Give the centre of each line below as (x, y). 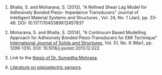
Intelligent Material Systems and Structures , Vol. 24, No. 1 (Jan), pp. (79, 18)
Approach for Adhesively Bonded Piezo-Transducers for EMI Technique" (83, 37)
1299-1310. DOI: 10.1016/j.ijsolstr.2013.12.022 (55, 48)
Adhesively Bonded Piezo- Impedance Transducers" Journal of (74, 12)
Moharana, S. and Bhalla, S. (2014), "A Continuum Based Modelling (78, 32)
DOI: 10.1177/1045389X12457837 (51, 23)
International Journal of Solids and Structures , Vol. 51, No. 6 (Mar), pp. (81, 43)
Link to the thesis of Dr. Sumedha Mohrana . (54, 58)
